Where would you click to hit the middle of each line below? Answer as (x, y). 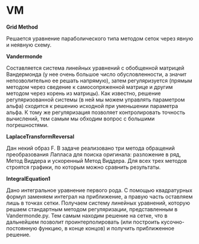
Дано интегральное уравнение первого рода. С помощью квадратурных (99, 190)
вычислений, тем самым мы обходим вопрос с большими (80, 118)
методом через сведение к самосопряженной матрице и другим (89, 87)
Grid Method (22, 27)
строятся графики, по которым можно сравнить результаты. (83, 167)
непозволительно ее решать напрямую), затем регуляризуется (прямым (99, 81)
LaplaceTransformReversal (40, 136)
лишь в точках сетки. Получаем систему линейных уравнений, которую (98, 203)
